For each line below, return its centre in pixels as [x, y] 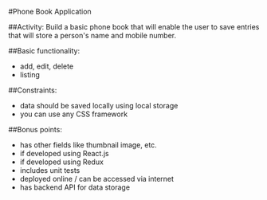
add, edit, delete [47, 66]
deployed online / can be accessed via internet [96, 179]
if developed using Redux [61, 162]
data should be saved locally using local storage [99, 106]
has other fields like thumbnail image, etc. [88, 145]
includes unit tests [50, 170]
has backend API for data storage [75, 187]
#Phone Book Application [50, 12]
